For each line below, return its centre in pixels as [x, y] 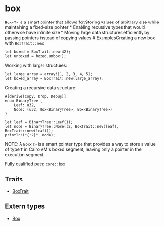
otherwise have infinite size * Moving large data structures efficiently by [77, 32]
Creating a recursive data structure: [41, 87]
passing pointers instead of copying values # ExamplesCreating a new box [80, 38]
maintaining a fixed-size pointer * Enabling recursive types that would [75, 27]
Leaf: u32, [25, 105]
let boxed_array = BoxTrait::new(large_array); [54, 78]
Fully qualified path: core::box [35, 164]
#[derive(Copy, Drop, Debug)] [36, 96]
